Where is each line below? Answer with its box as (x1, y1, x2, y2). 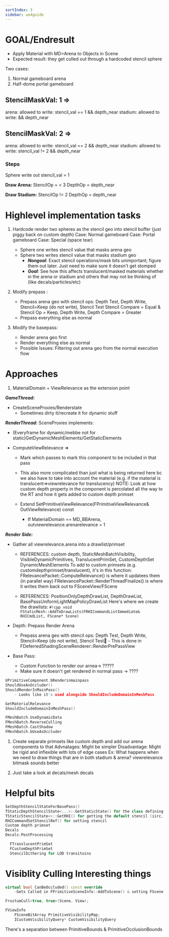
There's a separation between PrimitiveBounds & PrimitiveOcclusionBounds (5, 926, 162, 932)
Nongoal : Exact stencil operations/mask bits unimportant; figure (27, 258, 161, 264)
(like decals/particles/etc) (27, 279, 81, 285)
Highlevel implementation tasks (5, 210, 141, 221)
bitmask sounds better (12, 760, 60, 766)
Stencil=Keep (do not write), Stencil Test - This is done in (20, 638, 142, 644)
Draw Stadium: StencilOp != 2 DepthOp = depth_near (5, 192, 117, 198)
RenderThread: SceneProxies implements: (5, 420, 94, 426)
